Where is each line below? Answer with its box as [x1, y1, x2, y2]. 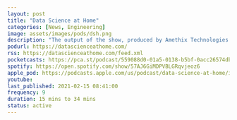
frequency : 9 [7, 89, 46, 96]
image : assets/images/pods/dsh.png [7, 30, 112, 37]
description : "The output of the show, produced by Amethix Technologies [7, 37, 229, 44]
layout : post [7, 10, 46, 18]
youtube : [7, 76, 33, 83]
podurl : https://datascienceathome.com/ [7, 43, 128, 50]
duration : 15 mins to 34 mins [7, 96, 97, 103]
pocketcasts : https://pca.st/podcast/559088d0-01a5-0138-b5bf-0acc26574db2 [7, 56, 235, 64]
